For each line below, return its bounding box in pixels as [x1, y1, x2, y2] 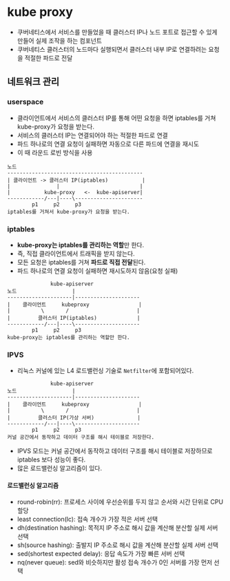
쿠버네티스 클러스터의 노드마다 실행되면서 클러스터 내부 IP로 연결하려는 [17, 45, 207, 53]
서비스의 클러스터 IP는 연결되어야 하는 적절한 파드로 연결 [17, 131, 169, 139]
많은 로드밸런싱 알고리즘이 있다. [17, 464, 102, 473]
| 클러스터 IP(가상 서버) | [7, 415, 141, 421]
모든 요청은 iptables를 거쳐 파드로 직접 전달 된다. [17, 258, 146, 266]
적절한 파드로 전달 [24, 53, 73, 62]
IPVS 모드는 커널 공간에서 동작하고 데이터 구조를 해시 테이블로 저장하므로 [17, 447, 213, 455]
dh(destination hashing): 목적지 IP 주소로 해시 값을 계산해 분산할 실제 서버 [17, 524, 218, 532]
